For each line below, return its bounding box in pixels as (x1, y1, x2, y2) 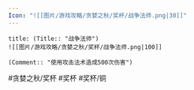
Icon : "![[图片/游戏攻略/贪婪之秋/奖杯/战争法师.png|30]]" (8, 11, 188, 20)
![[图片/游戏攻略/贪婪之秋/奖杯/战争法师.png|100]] (8, 43, 162, 51)
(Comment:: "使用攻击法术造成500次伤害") (8, 58, 133, 66)
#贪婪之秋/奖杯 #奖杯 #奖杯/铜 (8, 73, 106, 83)
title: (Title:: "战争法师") (8, 35, 99, 43)
